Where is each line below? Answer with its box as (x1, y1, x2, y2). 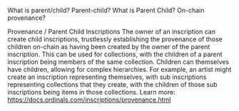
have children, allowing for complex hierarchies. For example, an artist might (7, 65, 232, 73)
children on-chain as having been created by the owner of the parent (7, 43, 210, 51)
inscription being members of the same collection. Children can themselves (7, 58, 230, 66)
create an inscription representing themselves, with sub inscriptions (7, 73, 207, 81)
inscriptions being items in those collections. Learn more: (7, 88, 176, 96)
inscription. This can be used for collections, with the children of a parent (7, 50, 223, 58)
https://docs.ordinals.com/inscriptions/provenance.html (7, 95, 171, 104)
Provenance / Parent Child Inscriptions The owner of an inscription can (7, 28, 216, 36)
